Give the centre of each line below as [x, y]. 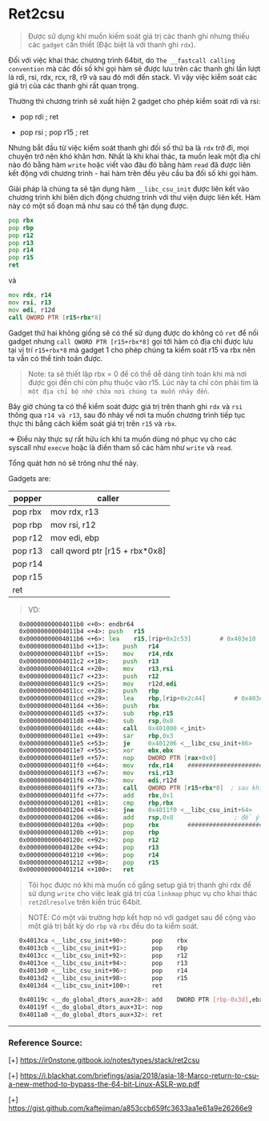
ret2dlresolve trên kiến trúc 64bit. [85, 902]
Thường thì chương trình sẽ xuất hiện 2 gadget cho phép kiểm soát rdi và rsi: [134, 101]
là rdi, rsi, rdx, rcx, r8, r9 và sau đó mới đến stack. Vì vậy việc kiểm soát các [133, 77]
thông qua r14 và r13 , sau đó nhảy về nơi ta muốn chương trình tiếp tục [127, 415]
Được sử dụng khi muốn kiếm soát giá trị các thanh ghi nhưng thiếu [139, 36]
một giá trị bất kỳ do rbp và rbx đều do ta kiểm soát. [113, 926]
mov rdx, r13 [75, 512]
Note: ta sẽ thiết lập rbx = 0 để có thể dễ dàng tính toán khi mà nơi [137, 374]
